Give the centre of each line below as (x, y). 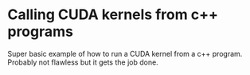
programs (40, 32)
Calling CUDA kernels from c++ (113, 15)
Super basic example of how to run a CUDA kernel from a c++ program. (125, 53)
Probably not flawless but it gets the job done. (83, 62)
